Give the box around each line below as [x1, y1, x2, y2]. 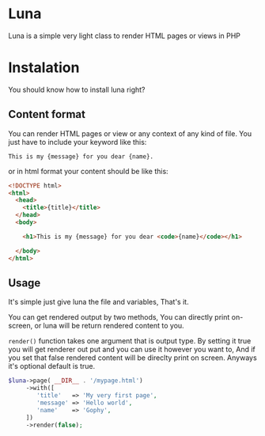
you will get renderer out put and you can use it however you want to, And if [8, 345, 256, 354]
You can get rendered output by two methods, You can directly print [8, 313, 230, 322]
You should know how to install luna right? [8, 85, 146, 94]
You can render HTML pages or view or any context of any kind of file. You [8, 128, 252, 138]
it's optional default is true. [8, 362, 96, 371]
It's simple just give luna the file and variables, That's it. [8, 298, 189, 307]
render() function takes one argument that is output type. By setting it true [8, 336, 252, 346]
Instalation [8, 59, 80, 77]
